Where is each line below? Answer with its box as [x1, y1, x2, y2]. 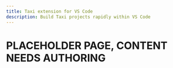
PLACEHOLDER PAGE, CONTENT [6, 39, 168, 52]
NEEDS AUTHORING [6, 51, 106, 65]
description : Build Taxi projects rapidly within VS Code [6, 14, 151, 20]
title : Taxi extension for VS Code [6, 8, 93, 15]
